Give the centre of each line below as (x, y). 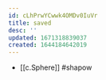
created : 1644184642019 (48, 45)
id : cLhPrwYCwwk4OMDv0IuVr (53, 15)
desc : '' (23, 30)
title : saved (30, 23)
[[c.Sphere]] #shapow (56, 67)
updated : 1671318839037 (48, 38)
